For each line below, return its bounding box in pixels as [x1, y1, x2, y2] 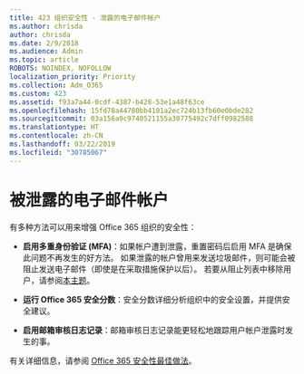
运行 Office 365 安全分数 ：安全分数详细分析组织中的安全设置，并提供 [22, 293, 283, 304]
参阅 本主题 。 [46, 274, 95, 285]
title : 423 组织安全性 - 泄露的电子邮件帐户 [9, 13, 162, 23]
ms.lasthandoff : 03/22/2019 [9, 139, 116, 149]
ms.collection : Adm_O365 [9, 81, 103, 90]
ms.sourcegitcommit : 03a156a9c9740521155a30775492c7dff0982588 [9, 114, 254, 123]
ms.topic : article [9, 55, 79, 64]
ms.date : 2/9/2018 [9, 38, 79, 48]
